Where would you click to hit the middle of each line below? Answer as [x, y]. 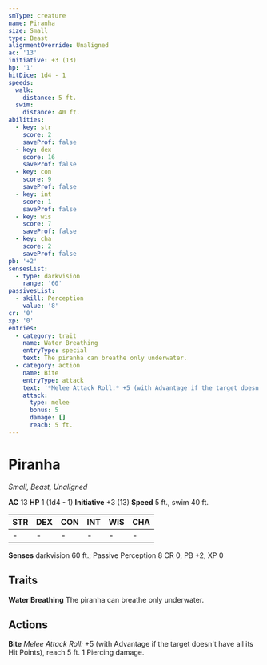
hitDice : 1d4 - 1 [37, 75]
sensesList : [28, 269]
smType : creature [37, 16]
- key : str [34, 127]
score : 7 [37, 224]
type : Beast [28, 38]
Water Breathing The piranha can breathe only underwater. [106, 599]
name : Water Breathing [60, 343]
